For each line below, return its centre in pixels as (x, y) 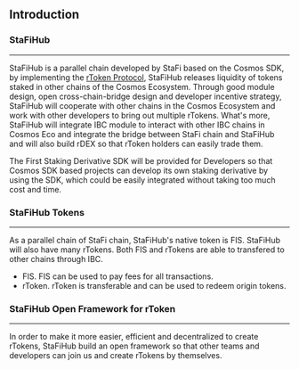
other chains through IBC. (57, 258)
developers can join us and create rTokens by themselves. (116, 356)
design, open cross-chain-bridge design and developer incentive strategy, (145, 96)
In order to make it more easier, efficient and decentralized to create (134, 337)
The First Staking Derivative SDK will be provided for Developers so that (141, 160)
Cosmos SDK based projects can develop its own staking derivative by (139, 170)
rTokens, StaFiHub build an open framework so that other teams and (134, 346)
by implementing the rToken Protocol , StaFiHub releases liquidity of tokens (146, 77)
